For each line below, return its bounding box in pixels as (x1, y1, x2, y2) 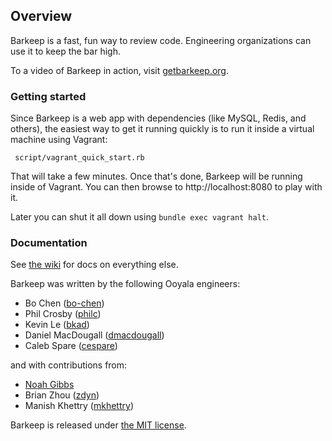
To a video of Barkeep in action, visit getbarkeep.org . (10, 64, 230, 76)
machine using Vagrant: (10, 134, 108, 146)
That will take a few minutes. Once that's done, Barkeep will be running (10, 170, 303, 183)
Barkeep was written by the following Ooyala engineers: (10, 278, 241, 290)
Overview (10, 8, 73, 25)
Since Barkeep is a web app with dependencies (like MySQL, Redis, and (10, 112, 307, 124)
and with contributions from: (10, 359, 128, 371)
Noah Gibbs (24, 379, 75, 391)
